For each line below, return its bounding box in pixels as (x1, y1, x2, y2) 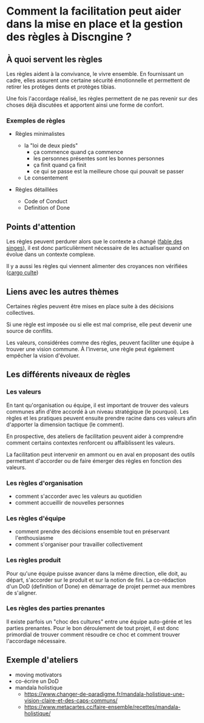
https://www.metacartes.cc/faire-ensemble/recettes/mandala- (24, 703, 181, 710)
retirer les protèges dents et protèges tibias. (6, 83, 117, 90)
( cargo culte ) (6, 269, 39, 277)
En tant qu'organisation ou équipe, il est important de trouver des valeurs (6, 402, 189, 409)
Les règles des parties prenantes (6, 604, 105, 613)
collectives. (6, 309, 35, 316)
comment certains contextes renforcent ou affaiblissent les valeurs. (6, 439, 175, 446)
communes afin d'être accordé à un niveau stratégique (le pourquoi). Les (6, 408, 189, 415)
